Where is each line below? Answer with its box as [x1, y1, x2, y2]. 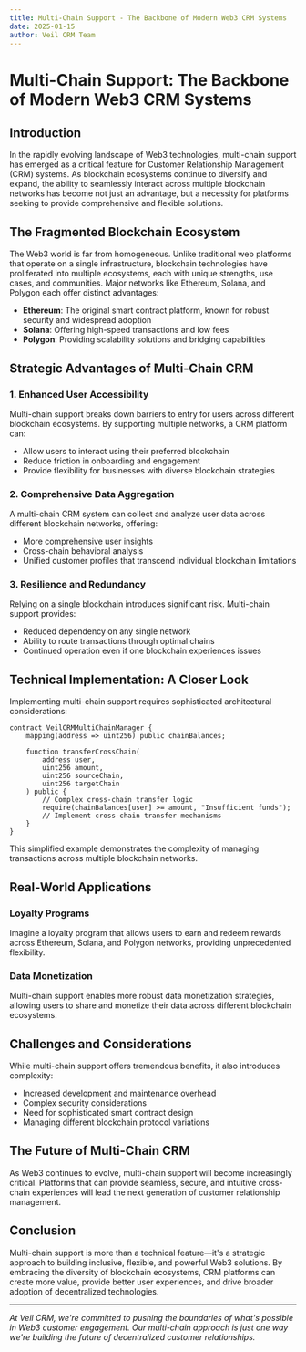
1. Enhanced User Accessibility [9, 388, 149, 400]
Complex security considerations [22, 1097, 148, 1108]
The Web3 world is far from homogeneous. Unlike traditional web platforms [9, 248, 292, 260]
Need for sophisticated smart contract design [22, 1108, 194, 1118]
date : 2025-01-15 [9, 22, 76, 31]
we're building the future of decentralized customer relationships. [9, 1331, 256, 1342]
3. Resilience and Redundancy [9, 578, 146, 591]
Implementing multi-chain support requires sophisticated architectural [9, 696, 272, 707]
